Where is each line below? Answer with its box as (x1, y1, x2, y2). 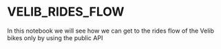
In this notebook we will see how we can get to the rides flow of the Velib (7, 27, 215, 35)
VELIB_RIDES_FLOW (7, 4, 125, 20)
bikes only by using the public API (7, 33, 103, 42)
